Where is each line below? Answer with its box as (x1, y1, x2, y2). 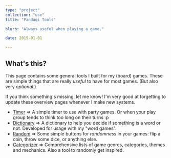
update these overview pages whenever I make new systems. (5, 98, 136, 105)
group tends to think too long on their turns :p (12, 114, 109, 121)
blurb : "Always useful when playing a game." (5, 26, 104, 31)
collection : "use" (5, 12, 45, 17)
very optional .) (5, 83, 36, 90)
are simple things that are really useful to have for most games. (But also (5, 78, 158, 84)
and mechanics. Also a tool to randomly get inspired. (12, 147, 124, 153)
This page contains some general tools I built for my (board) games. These (5, 72, 163, 78)
